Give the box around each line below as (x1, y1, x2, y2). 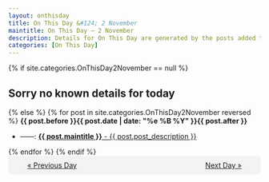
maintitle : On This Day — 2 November (8, 26, 134, 34)
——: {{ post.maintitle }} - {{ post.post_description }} (19, 131, 197, 140)
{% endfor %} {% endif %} (8, 147, 97, 156)
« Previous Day (26, 160, 78, 170)
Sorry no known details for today (8, 86, 175, 100)
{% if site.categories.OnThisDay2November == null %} (8, 63, 189, 73)
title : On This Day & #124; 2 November (8, 19, 138, 27)
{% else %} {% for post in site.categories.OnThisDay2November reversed (8, 107, 251, 117)
